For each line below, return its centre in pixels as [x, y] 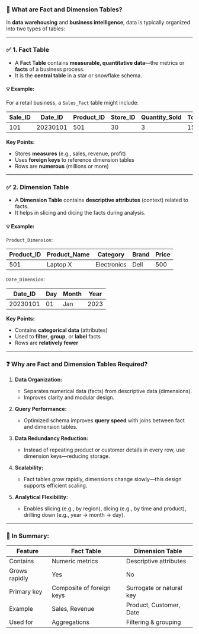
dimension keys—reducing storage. [67, 456]
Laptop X [59, 265]
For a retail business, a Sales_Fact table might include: [73, 102]
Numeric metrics [75, 561]
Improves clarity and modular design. [69, 397]
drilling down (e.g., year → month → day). [74, 514]
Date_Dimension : [26, 280]
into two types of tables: [36, 29]
